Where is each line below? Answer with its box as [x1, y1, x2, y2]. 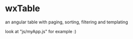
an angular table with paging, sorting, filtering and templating [5, 19, 128, 25]
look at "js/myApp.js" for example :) [5, 28, 77, 34]
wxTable [5, 3, 40, 14]
